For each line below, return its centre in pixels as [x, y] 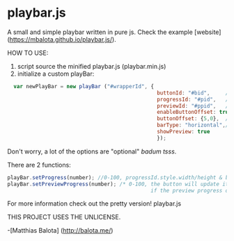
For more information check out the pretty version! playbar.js [94, 203]
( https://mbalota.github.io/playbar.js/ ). [62, 39]
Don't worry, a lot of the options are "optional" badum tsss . [92, 151]
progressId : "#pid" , [186, 99]
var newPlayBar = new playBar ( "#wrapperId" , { [84, 86]
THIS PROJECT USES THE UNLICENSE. [64, 217]
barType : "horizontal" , [191, 125]
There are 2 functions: [39, 165]
